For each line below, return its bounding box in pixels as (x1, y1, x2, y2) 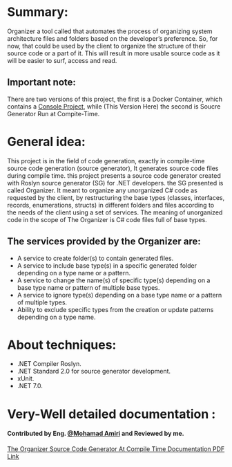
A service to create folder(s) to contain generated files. (17, 254, 174, 262)
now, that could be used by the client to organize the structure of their (7, 42, 206, 50)
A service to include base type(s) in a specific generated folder (17, 261, 197, 270)
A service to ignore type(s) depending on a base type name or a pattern (17, 291, 222, 299)
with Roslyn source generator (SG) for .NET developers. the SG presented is (7, 178, 224, 187)
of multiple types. (17, 298, 68, 306)
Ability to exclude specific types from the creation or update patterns (17, 305, 214, 313)
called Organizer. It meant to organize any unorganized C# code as (7, 186, 198, 194)
